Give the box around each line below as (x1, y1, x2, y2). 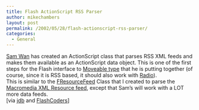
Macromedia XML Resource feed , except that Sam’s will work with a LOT (6, 84, 184, 91)
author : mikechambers (6, 14, 60, 20)
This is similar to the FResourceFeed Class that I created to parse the (6, 78, 176, 85)
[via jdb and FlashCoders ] (6, 97, 70, 104)
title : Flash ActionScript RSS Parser (6, 8, 102, 15)
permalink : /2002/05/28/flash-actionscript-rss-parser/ (6, 25, 148, 32)
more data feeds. (6, 90, 48, 98)
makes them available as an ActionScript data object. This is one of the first (6, 59, 192, 66)
